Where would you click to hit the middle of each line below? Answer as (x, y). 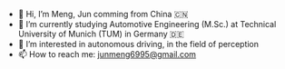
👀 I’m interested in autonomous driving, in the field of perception (138, 44)
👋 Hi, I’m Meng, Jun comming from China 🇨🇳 (103, 14)
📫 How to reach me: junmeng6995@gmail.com (107, 54)
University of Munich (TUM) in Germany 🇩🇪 (101, 34)
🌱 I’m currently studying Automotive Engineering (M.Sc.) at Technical (147, 24)
